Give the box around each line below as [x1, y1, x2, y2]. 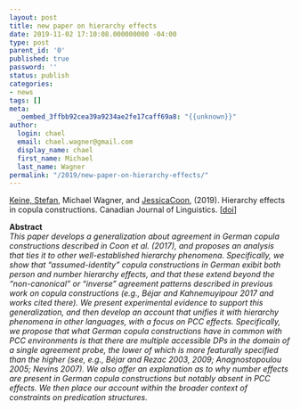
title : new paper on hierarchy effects [9, 21, 158, 30]
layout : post [9, 12, 58, 22]
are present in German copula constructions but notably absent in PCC [9, 373, 272, 384]
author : [9, 121, 38, 130]
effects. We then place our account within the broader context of [9, 382, 247, 393]
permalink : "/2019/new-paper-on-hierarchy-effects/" [9, 170, 209, 179]
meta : [9, 104, 29, 113]
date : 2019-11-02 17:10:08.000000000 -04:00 [9, 29, 177, 38]
